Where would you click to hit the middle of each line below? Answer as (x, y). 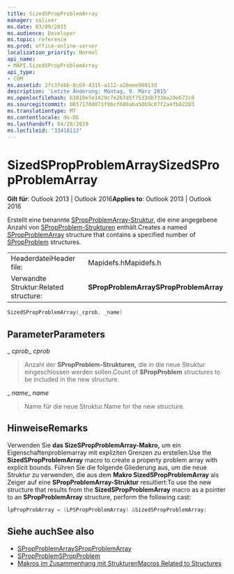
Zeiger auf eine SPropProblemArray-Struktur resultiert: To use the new (109, 482)
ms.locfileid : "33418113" (45, 130)
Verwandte (29, 278)
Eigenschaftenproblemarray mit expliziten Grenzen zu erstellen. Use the (109, 452)
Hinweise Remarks (48, 429)
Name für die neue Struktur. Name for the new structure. (104, 406)
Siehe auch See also (51, 532)
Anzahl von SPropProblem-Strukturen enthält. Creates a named (97, 227)
